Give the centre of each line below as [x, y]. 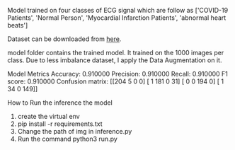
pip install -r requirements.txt [60, 124]
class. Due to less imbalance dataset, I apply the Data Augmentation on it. [115, 60]
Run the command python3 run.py [68, 139]
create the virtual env [48, 116]
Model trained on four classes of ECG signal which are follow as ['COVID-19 [118, 10]
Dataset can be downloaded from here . [64, 39]
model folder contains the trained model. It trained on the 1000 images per [116, 53]
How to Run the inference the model [60, 103]
